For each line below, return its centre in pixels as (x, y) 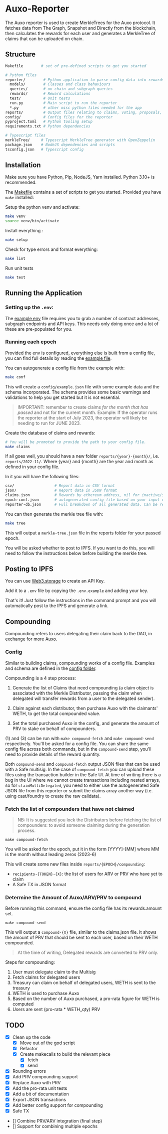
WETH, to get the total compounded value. (56, 714)
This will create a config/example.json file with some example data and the (82, 386)
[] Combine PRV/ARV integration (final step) (57, 1121)
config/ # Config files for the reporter (59, 117)
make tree (15, 523)
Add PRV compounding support (45, 1077)
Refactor (29, 1049)
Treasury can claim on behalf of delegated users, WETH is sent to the (84, 983)
